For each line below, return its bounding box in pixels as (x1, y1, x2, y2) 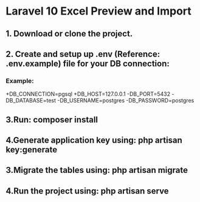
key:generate (5, 144, 58, 155)
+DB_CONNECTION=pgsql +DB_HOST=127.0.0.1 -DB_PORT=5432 (5, 90, 171, 98)
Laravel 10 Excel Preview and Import (5, 4, 192, 18)
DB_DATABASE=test (5, 97, 56, 104)
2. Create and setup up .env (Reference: (5, 49, 160, 59)
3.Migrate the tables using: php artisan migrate (5, 165, 188, 175)
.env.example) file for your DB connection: (5, 58, 170, 69)
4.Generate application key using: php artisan (5, 135, 183, 146)
